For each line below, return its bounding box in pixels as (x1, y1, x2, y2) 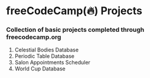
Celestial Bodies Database (14, 46, 79, 54)
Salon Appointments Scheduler (14, 59, 90, 66)
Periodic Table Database (14, 53, 75, 60)
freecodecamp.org (6, 33, 61, 41)
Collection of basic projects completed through (6, 25, 145, 34)
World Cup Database (14, 65, 66, 72)
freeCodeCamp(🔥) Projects (6, 4, 143, 18)
